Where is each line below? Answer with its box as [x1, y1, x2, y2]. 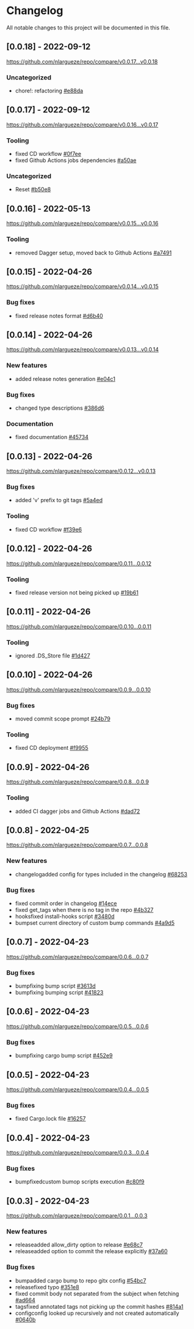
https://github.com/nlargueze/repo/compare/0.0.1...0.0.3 [6, 1212, 148, 1220]
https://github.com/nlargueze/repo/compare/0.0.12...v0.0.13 [6, 467, 156, 475]
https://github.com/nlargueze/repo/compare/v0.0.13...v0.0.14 [6, 346, 159, 354]
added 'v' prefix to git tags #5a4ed [15, 497, 103, 504]
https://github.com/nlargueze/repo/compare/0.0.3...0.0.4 [6, 1149, 149, 1157]
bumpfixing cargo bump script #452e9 [15, 1052, 113, 1059]
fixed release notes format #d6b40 [15, 312, 104, 319]
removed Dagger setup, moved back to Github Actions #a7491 [15, 249, 172, 256]
